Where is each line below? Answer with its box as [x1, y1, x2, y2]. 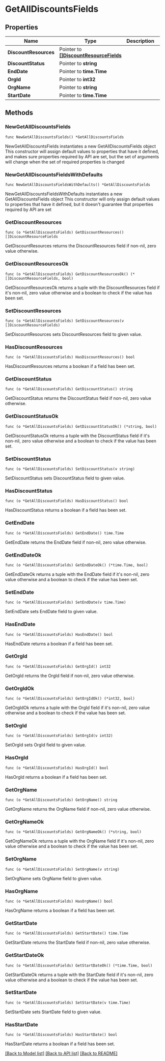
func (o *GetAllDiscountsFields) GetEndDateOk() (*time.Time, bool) [5, 562, 148, 567]
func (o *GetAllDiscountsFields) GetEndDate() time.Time [5, 530, 124, 535]
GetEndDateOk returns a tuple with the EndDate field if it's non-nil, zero [5, 571, 150, 577]
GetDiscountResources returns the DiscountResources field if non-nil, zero [5, 243, 156, 249]
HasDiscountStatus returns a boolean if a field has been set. [5, 507, 127, 513]
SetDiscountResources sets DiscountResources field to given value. [5, 331, 142, 337]
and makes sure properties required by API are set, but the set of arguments [5, 153, 159, 159]
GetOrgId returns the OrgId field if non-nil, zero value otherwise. [5, 673, 135, 678]
